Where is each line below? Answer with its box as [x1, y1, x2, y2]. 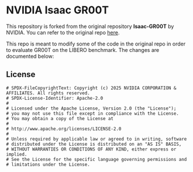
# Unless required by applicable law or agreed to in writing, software [6, 136, 187, 142]
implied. [6, 151, 27, 157]
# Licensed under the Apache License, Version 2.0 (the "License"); [6, 106, 177, 111]
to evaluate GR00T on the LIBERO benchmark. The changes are [6, 46, 160, 53]
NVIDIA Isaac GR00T [6, 3, 109, 17]
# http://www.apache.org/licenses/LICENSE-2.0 [6, 126, 122, 132]
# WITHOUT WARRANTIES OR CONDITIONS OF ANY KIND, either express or [6, 146, 177, 152]
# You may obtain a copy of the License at [6, 115, 114, 121]
